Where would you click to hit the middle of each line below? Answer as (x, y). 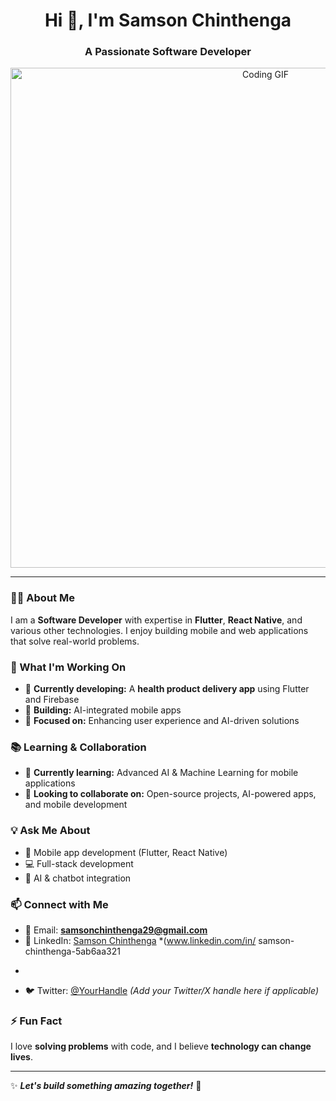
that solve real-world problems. (75, 641)
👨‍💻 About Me (42, 598)
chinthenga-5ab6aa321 (72, 951)
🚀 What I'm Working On (68, 667)
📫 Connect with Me (59, 904)
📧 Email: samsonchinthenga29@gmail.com (116, 930)
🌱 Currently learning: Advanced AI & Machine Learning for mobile (161, 773)
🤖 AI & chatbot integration (78, 878)
